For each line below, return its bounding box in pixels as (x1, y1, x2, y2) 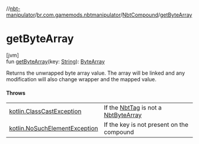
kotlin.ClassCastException (9, 107, 82, 116)
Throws (6, 89, 25, 97)
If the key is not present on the (104, 121, 188, 129)
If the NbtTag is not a (104, 104, 162, 112)
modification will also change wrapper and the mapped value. (6, 75, 157, 82)
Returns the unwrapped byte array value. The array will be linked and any (6, 69, 185, 76)
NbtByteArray (104, 111, 142, 119)
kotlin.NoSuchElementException (9, 124, 98, 133)
